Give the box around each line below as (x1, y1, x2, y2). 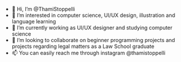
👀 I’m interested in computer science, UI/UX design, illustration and (11, 12, 176, 19)
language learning (11, 18, 56, 25)
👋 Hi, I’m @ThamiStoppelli (11, 6, 75, 12)
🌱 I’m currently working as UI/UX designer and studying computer (11, 24, 173, 31)
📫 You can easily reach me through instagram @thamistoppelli (11, 50, 166, 56)
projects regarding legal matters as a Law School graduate (11, 43, 155, 50)
